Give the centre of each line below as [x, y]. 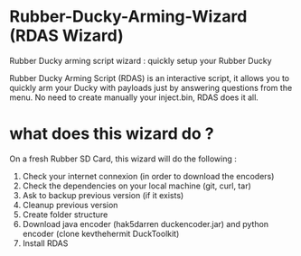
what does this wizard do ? [112, 134]
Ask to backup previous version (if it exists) [103, 195]
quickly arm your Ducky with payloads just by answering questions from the [151, 87]
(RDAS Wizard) [66, 36]
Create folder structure [65, 215]
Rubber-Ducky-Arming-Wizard [128, 17]
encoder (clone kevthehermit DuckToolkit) [101, 233]
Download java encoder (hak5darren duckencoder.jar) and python [146, 224]
